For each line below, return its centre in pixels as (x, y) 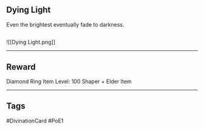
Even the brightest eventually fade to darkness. (65, 24)
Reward (21, 67)
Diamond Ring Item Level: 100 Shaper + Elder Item (69, 82)
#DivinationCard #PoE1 (35, 121)
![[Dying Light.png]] (31, 42)
